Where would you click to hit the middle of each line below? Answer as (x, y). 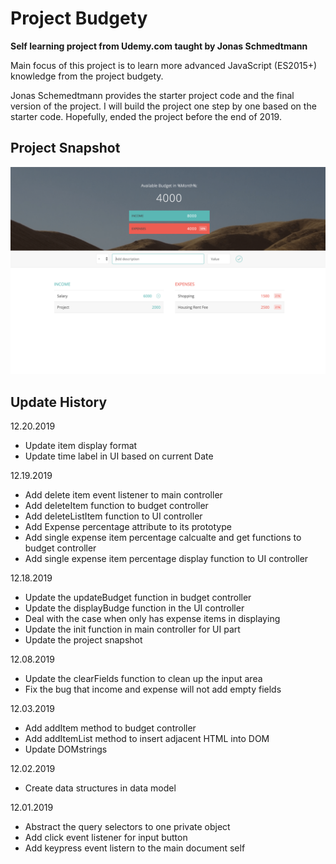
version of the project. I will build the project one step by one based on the (163, 106)
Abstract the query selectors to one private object (127, 827)
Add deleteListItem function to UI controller (113, 516)
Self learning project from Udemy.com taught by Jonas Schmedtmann (159, 46)
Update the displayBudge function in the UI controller (134, 608)
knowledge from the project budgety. (87, 76)
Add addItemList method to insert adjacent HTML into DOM (147, 739)
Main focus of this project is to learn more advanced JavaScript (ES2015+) (164, 65)
